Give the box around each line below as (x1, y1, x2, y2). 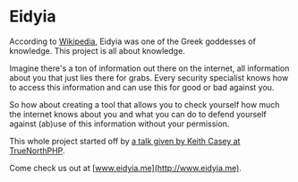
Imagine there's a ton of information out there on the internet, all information (9, 63, 290, 74)
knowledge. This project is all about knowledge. (9, 45, 185, 56)
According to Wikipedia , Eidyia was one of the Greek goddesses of (9, 36, 257, 47)
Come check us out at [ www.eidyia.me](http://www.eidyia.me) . (9, 162, 242, 173)
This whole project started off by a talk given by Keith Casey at (9, 135, 241, 146)
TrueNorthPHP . (9, 145, 65, 156)
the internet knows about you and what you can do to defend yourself (9, 108, 267, 119)
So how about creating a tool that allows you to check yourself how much (9, 99, 280, 109)
